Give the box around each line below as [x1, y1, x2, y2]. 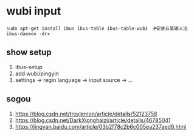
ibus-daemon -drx [6, 30, 50, 37]
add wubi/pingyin [15, 70, 59, 77]
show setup [6, 47, 52, 58]
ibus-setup [15, 63, 43, 70]
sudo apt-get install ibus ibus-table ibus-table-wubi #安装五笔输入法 [6, 25, 188, 32]
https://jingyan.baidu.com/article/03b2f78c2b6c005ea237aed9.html [15, 123, 187, 130]
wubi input [6, 4, 61, 18]
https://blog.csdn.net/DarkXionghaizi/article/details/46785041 [15, 117, 171, 124]
